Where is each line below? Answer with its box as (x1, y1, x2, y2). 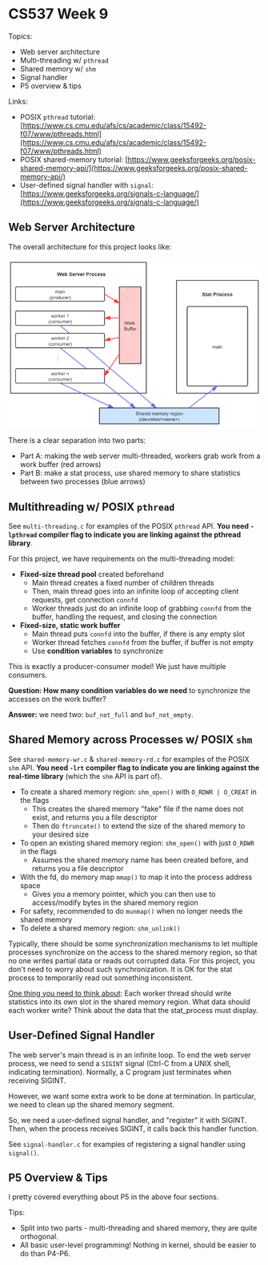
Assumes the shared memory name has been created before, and (31, 855, 249, 865)
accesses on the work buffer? (8, 694, 106, 703)
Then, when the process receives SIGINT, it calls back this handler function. (8, 1124, 258, 1133)
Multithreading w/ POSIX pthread (8, 500, 175, 513)
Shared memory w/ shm (19, 63, 96, 73)
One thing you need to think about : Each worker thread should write (8, 988, 232, 998)
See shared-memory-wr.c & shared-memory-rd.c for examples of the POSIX (8, 754, 250, 764)
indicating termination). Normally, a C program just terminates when (8, 1067, 232, 1076)
